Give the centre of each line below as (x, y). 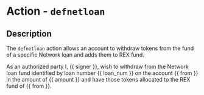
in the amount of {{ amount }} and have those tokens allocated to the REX (98, 79)
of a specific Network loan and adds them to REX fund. (75, 55)
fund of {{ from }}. (29, 86)
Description (29, 34)
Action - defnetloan (56, 11)
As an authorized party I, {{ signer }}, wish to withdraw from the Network (97, 66)
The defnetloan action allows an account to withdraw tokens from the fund (100, 48)
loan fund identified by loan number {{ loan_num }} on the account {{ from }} (102, 73)
